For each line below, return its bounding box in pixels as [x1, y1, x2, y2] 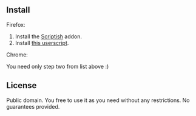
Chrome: [6, 51, 29, 58]
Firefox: [6, 21, 25, 28]
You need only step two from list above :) [6, 63, 109, 70]
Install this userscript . [15, 39, 69, 46]
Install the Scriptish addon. [15, 33, 83, 40]
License [6, 80, 37, 90]
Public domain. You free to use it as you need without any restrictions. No [6, 97, 190, 104]
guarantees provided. [6, 103, 60, 110]
